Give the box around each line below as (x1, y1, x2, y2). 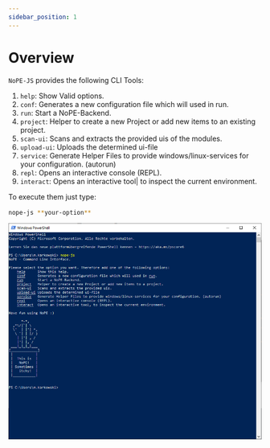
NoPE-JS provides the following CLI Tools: (8, 75, 145, 84)
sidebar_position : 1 (8, 13, 78, 21)
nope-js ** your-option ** (8, 208, 92, 216)
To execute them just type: (8, 191, 96, 201)
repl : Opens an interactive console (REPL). (19, 167, 162, 177)
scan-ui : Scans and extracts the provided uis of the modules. (19, 134, 223, 143)
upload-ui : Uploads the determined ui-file (19, 142, 158, 152)
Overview (8, 48, 75, 67)
